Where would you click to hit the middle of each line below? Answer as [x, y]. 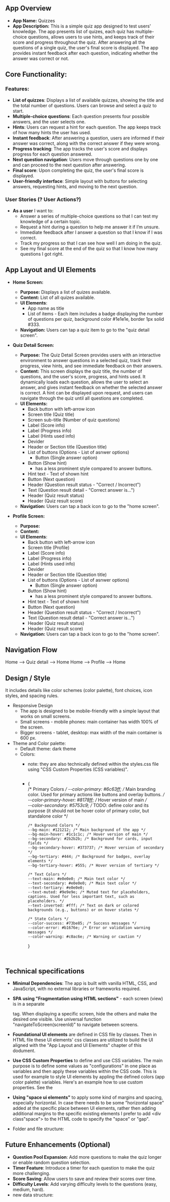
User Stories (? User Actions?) [43, 199]
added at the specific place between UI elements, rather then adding [84, 1108]
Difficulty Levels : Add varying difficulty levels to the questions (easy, [85, 1184]
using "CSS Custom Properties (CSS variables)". [78, 769]
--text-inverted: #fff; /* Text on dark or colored [83, 906]
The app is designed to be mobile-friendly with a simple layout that [90, 711]
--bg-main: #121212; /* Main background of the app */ [87, 830]
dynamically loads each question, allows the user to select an [84, 382]
